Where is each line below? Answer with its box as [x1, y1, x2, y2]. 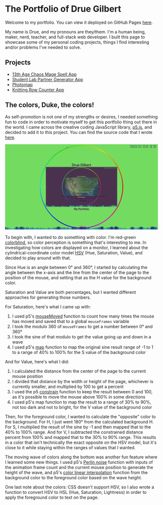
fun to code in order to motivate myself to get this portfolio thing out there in [5, 119, 157, 125]
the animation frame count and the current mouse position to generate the [5, 464, 154, 470]
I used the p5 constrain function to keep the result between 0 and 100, [12, 388, 153, 394]
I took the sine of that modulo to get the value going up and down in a [12, 334, 151, 339]
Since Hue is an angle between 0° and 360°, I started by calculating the [5, 264, 148, 270]
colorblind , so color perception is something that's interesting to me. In [5, 239, 147, 245]
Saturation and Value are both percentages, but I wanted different [5, 289, 136, 295]
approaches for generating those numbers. [5, 294, 91, 300]
